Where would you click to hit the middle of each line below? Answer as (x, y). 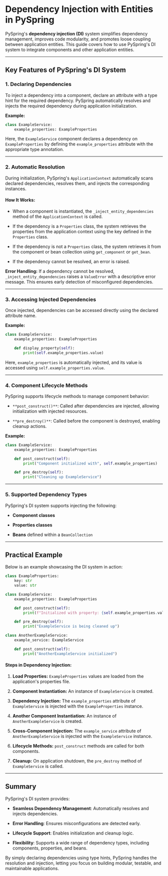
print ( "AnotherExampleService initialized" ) (70, 653)
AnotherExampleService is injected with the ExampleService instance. (82, 736)
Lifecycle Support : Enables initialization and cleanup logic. (73, 833)
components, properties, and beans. (50, 848)
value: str (25, 585)
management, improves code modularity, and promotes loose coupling (78, 39)
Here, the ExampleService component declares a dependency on (71, 139)
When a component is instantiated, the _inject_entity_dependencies (83, 211)
